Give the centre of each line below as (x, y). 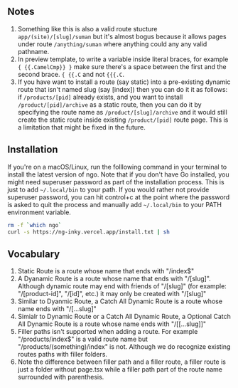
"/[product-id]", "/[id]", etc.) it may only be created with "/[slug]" (112, 294)
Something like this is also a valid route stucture (87, 28)
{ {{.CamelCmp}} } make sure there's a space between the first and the (122, 66)
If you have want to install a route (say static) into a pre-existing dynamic (124, 82)
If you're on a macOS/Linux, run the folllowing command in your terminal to (117, 167)
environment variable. (39, 212)
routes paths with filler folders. (63, 355)
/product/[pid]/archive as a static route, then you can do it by (109, 104)
